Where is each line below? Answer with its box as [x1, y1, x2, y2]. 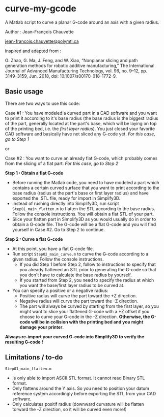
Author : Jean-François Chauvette [5, 29, 74, 34]
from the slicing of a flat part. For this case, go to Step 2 [5, 160, 119, 166]
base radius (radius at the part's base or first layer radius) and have [12, 190, 149, 196]
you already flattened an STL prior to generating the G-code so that [19, 266, 156, 272]
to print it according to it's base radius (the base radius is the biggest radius [5, 115, 159, 121]
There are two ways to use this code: [5, 100, 80, 106]
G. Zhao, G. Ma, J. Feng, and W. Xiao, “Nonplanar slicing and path [5, 57, 138, 63]
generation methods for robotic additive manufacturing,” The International [5, 63, 155, 68]
